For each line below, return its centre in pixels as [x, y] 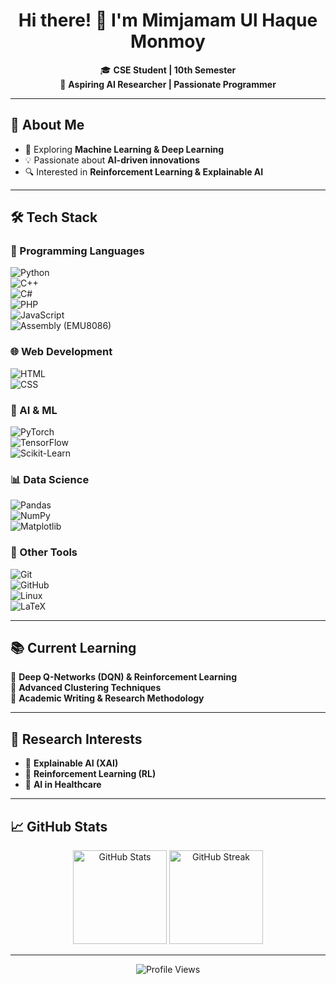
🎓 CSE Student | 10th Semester [168, 70]
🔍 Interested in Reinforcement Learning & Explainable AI [144, 171]
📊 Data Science [50, 479]
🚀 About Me [47, 125]
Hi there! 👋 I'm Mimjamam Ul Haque [168, 20]
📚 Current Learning [73, 648]
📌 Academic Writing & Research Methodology [107, 698]
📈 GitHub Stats [59, 826]
